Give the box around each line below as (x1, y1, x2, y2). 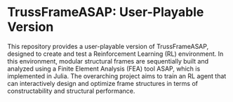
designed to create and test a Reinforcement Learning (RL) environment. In (7, 50, 224, 58)
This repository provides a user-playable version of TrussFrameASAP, (7, 42, 209, 50)
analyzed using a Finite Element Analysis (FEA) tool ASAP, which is (7, 64, 201, 73)
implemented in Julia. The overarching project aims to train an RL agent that (7, 71, 227, 80)
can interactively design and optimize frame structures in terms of (7, 79, 199, 87)
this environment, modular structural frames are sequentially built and (7, 57, 209, 65)
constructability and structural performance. (7, 87, 135, 95)
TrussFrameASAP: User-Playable (7, 4, 204, 20)
